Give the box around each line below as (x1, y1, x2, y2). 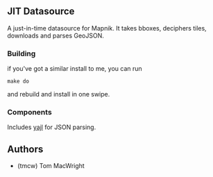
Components (7, 108, 52, 117)
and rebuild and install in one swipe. (7, 90, 110, 99)
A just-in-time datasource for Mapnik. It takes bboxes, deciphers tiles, (7, 24, 207, 32)
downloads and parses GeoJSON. (7, 31, 104, 40)
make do (7, 78, 30, 85)
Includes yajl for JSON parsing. (7, 123, 96, 131)
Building (7, 49, 36, 58)
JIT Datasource (7, 6, 75, 17)
